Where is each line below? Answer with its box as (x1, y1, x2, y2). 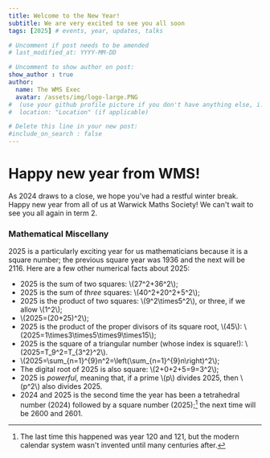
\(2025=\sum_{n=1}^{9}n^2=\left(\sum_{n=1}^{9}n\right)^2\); (19, 356, 220, 366)
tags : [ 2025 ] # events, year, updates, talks (8, 27, 163, 35)
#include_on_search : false (8, 130, 103, 138)
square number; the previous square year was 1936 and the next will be (8, 255, 245, 265)
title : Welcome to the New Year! (8, 11, 121, 20)
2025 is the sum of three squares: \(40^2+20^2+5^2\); (19, 288, 201, 297)
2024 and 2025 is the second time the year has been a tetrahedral (19, 391, 240, 400)
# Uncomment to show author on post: (8, 63, 135, 72)
